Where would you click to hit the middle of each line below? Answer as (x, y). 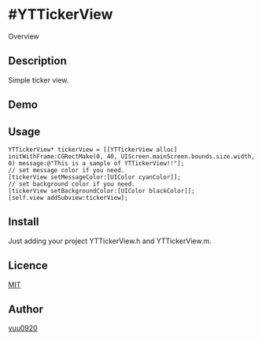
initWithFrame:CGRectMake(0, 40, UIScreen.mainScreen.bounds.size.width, (132, 156)
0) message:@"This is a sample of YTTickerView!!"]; (96, 163)
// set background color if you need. (72, 184)
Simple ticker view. (39, 79)
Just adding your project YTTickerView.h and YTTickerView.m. (110, 241)
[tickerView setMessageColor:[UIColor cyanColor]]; (94, 177)
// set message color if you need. (66, 170)
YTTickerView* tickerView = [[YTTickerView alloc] (93, 150)
